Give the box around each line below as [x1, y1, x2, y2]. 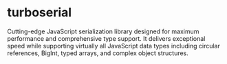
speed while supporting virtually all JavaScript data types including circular [7, 42, 220, 50]
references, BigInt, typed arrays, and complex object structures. [7, 49, 189, 57]
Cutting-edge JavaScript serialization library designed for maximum [7, 27, 199, 35]
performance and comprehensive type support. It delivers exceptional [7, 34, 206, 42]
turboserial [7, 5, 72, 20]
